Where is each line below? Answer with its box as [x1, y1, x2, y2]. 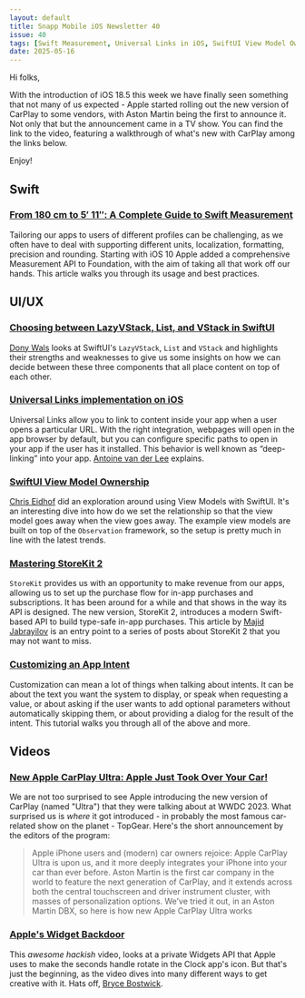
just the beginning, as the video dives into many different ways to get [9, 968, 268, 979]
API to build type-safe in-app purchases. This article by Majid [34, 616, 265, 627]
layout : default [9, 13, 71, 23]
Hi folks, [9, 72, 41, 83]
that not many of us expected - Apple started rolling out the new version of [9, 99, 290, 110]
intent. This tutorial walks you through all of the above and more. [9, 718, 251, 729]
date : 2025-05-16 [9, 47, 75, 56]
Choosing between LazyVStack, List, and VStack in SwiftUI [9, 321, 275, 334]
